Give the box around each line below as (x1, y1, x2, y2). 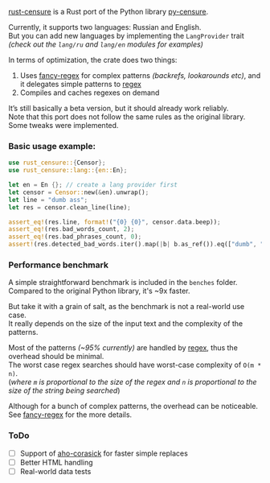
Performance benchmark (8, 259, 108, 270)
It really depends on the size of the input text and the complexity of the (8, 319, 243, 328)
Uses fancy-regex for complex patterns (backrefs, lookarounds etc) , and (19, 71, 261, 80)
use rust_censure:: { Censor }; (8, 159, 106, 167)
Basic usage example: (8, 140, 96, 151)
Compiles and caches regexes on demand (19, 88, 160, 97)
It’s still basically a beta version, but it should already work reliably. (8, 104, 229, 113)
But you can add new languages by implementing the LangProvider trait (8, 31, 245, 40)
